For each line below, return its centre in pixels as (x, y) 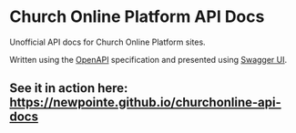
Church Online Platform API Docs (137, 17)
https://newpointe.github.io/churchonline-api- (146, 102)
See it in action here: (69, 88)
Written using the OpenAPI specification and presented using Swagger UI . (148, 59)
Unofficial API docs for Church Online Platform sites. (108, 42)
